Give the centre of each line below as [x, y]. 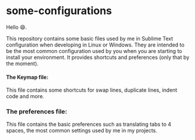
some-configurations [59, 11]
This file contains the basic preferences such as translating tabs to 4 [89, 124]
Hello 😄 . [17, 27]
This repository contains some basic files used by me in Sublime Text [90, 38]
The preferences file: [37, 112]
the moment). [23, 64]
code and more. [25, 96]
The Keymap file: [27, 77]
